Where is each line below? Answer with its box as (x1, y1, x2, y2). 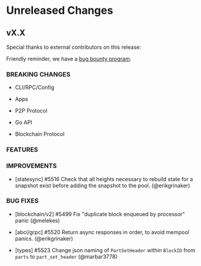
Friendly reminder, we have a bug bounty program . (6, 55, 132, 62)
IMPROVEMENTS (6, 162, 57, 170)
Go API (14, 119, 32, 126)
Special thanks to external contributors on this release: (6, 43, 142, 51)
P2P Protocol (14, 107, 48, 114)
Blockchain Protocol (14, 131, 65, 138)
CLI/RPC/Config (14, 84, 55, 91)
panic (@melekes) (14, 217, 60, 224)
